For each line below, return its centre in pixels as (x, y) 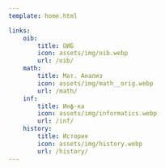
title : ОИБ (56, 45)
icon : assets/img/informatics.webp (97, 114)
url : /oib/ (56, 61)
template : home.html (43, 16)
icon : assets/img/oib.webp (83, 54)
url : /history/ (63, 151)
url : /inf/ (56, 121)
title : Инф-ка (61, 106)
